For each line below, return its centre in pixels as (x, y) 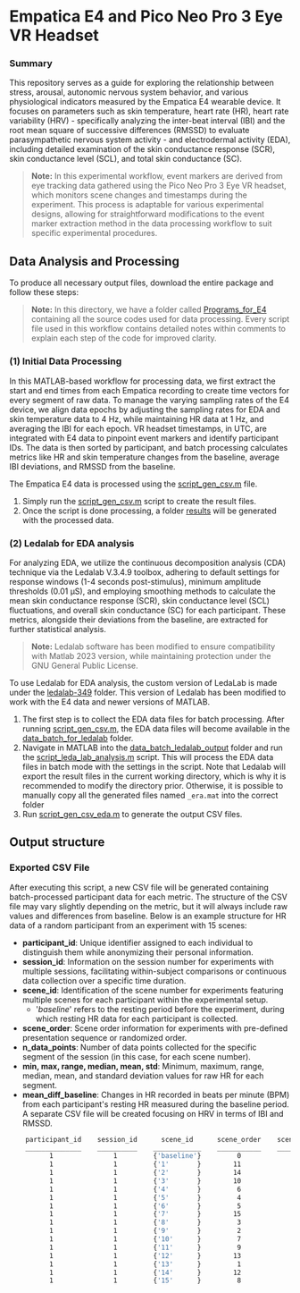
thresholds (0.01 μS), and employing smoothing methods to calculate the (142, 591)
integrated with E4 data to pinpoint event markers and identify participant (144, 438)
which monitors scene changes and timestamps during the (139, 195)
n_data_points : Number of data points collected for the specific (139, 1047)
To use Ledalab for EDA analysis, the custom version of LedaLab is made (143, 682)
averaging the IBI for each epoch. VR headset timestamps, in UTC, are (138, 428)
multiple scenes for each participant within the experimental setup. (145, 1000)
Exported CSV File (50, 867)
